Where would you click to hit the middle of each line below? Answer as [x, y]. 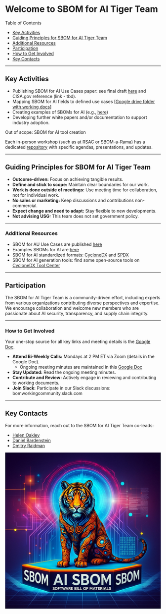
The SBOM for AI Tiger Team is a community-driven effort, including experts [83, 297]
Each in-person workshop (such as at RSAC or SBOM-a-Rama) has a [75, 142]
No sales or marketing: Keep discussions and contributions [73, 200]
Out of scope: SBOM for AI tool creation [46, 132]
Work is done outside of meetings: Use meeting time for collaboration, [85, 190]
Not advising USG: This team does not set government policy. [76, 216]
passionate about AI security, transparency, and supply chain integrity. [77, 313]
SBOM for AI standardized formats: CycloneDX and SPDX [71, 255]
